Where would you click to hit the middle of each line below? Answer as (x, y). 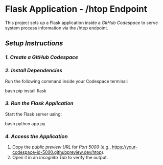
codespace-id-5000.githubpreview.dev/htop (57, 152)
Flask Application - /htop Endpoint (76, 9)
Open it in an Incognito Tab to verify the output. (60, 158)
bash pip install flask (26, 91)
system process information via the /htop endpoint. (57, 27)
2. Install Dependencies (34, 71)
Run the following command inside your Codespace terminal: (67, 81)
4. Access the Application (36, 136)
